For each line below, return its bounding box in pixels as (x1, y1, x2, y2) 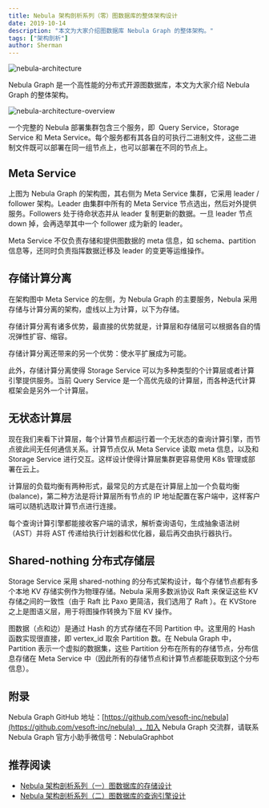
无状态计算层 (8, 411, 72, 425)
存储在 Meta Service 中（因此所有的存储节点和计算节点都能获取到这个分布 (14, 654, 260, 664)
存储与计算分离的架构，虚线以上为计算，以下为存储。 (8, 304, 184, 313)
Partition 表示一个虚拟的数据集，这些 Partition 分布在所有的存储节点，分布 (8, 644, 252, 653)
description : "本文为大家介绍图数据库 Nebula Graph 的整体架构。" (8, 26, 214, 34)
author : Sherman (8, 42, 62, 50)
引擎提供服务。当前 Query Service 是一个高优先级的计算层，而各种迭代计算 (8, 375, 256, 385)
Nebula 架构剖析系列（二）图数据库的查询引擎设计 (19, 791, 187, 800)
